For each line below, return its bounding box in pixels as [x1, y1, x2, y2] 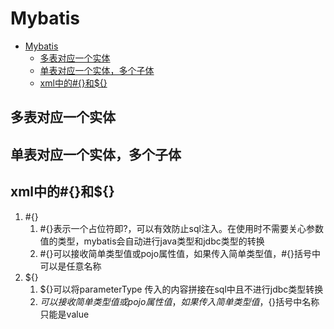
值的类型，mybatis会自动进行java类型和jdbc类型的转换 [39, 235, 265, 247]
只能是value [39, 308, 90, 320]
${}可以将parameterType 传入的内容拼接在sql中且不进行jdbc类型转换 [39, 283, 324, 295]
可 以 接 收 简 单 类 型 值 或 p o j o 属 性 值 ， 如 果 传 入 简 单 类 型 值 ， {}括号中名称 [39, 295, 320, 307]
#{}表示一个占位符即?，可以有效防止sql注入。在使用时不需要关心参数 [39, 222, 324, 234]
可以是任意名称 [39, 260, 102, 272]
